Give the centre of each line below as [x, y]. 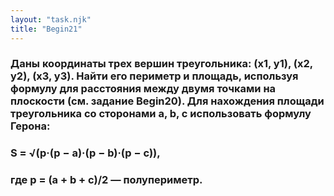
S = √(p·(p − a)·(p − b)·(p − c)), [85, 153]
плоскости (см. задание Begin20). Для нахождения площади [167, 101]
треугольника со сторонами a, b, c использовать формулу [161, 114]
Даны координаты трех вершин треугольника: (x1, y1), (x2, [161, 64]
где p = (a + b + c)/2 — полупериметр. [106, 180]
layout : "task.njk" [51, 19]
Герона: [30, 126]
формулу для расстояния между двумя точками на [143, 89]
